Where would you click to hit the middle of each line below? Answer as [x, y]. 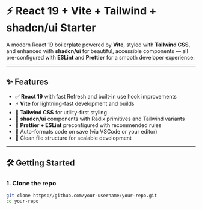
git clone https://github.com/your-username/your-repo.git [82, 196]
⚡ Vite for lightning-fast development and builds [75, 103]
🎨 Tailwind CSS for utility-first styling [61, 112]
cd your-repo [23, 202]
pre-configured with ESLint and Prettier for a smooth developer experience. [101, 57]
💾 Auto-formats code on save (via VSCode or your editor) [86, 131]
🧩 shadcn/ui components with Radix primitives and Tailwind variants [100, 119]
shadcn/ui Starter [51, 28]
